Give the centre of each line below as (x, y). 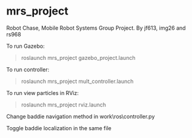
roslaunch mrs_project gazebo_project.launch (78, 57)
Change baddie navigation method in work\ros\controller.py (81, 116)
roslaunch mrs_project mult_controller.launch (77, 81)
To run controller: (28, 69)
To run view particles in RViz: (42, 93)
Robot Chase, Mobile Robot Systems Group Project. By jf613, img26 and (96, 28)
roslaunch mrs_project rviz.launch (64, 105)
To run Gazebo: (26, 46)
